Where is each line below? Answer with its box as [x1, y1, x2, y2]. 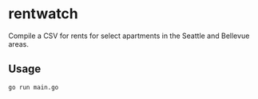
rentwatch [8, 5, 78, 23]
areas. [8, 39, 30, 48]
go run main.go [8, 83, 59, 91]
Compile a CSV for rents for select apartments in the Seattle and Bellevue [8, 31, 250, 40]
